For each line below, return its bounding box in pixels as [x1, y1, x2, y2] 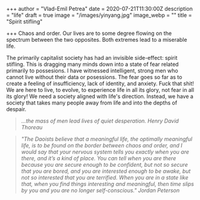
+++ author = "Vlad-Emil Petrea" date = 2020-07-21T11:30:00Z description [6, 5, 193, 12]
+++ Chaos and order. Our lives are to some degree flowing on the [6, 30, 172, 37]
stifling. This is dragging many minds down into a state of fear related [6, 60, 179, 68]
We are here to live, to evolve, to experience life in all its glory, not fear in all [6, 86, 195, 93]
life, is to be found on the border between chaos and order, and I [21, 142, 182, 149]
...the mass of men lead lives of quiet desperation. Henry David [21, 117, 179, 124]
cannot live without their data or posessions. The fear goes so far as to [6, 74, 182, 80]
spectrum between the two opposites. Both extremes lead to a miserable [6, 36, 187, 43]
